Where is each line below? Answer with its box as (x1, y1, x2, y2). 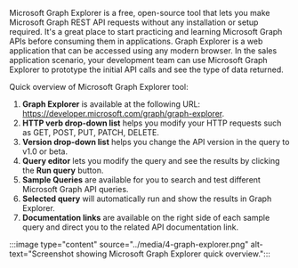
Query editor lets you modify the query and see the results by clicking (21, 156, 280, 166)
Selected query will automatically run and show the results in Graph (21, 193, 272, 204)
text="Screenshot (9, 248, 74, 259)
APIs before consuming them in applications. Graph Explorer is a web (9, 36, 263, 46)
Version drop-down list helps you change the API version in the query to (21, 137, 290, 147)
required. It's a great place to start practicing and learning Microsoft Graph (9, 27, 283, 37)
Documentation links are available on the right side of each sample (21, 213, 270, 223)
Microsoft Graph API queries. (21, 184, 129, 194)
